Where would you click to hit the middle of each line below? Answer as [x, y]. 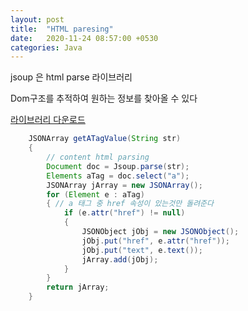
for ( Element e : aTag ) [95, 194]
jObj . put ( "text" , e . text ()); [142, 250]
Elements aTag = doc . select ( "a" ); [118, 176]
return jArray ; [78, 287]
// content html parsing [98, 157]
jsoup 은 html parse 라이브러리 [71, 77]
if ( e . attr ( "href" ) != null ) [124, 213]
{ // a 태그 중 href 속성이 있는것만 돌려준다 [130, 204]
